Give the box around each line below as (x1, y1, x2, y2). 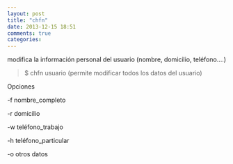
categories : (7, 36, 42, 43)
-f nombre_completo (7, 96, 66, 105)
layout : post (7, 10, 45, 17)
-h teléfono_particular (7, 137, 70, 145)
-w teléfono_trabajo (7, 123, 64, 131)
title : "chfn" (7, 17, 49, 24)
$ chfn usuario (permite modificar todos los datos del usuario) (24, 69, 203, 77)
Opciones (7, 82, 35, 91)
